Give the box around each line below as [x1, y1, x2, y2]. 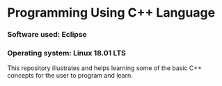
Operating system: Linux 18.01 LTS [7, 49, 127, 58]
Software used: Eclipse [7, 30, 87, 40]
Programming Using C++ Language [7, 5, 216, 21]
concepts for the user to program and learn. [7, 71, 134, 80]
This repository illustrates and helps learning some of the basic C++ [7, 64, 203, 72]
